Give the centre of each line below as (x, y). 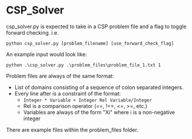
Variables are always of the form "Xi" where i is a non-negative (99, 112)
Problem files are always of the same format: (60, 76)
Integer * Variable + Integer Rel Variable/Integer (88, 100)
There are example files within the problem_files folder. (72, 130)
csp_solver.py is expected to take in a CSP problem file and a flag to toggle (96, 26)
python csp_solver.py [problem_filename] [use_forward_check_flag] (90, 43)
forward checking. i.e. (32, 32)
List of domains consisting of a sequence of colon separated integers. (99, 87)
